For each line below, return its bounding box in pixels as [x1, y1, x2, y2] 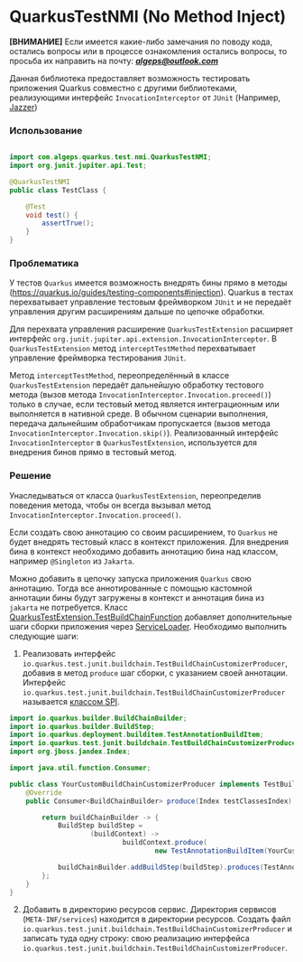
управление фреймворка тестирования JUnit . [9, 352, 187, 363]
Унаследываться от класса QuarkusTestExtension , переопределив [9, 490, 262, 500]
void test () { [25, 210, 78, 219]
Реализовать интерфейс [22, 648, 116, 658]
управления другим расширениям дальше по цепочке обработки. [9, 306, 265, 317]
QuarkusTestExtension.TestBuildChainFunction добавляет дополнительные [9, 612, 293, 622]
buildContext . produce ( [122, 838, 207, 847]
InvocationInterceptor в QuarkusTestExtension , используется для [9, 437, 257, 448]
